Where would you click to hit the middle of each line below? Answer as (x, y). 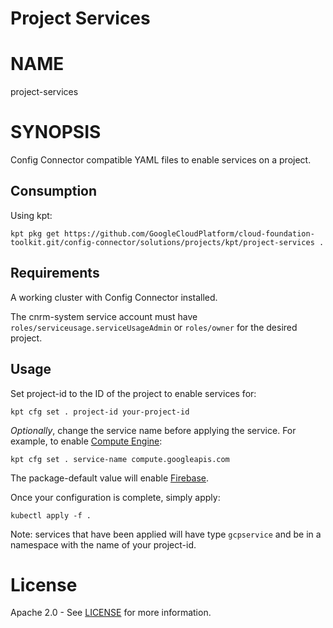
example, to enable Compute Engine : (86, 441)
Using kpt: (31, 215)
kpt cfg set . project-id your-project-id (100, 412)
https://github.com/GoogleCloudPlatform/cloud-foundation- (189, 233)
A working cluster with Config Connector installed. (114, 297)
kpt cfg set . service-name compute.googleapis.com (120, 459)
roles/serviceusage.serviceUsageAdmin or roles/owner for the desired (154, 327)
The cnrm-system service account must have (104, 316)
